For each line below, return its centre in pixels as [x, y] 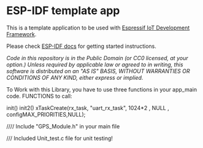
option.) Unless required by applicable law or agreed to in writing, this [95, 64]
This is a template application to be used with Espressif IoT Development [98, 28]
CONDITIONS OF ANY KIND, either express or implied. [75, 77]
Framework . [21, 34]
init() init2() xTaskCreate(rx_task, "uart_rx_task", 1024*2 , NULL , [88, 107]
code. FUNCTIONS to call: [39, 96]
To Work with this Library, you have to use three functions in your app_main [102, 89]
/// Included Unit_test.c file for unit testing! [60, 138]
